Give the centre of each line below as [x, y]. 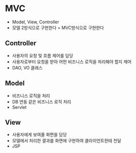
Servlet [19, 107]
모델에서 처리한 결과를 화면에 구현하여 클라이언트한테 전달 [67, 141]
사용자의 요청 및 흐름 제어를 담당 [42, 55]
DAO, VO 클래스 [27, 68]
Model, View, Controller [35, 22]
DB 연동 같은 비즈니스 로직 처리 [42, 102]
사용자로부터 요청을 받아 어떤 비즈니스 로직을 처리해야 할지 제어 [72, 62]
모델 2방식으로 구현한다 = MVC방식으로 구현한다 [58, 28]
